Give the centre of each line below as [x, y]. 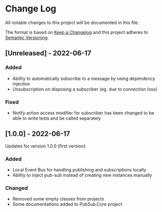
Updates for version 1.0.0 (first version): [46, 146]
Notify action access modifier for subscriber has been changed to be [83, 112]
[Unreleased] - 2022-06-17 [48, 53]
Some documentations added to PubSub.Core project [67, 204]
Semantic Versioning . [27, 37]
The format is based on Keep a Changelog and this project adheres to [77, 32]
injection [21, 83]
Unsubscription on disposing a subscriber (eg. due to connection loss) [85, 89]
